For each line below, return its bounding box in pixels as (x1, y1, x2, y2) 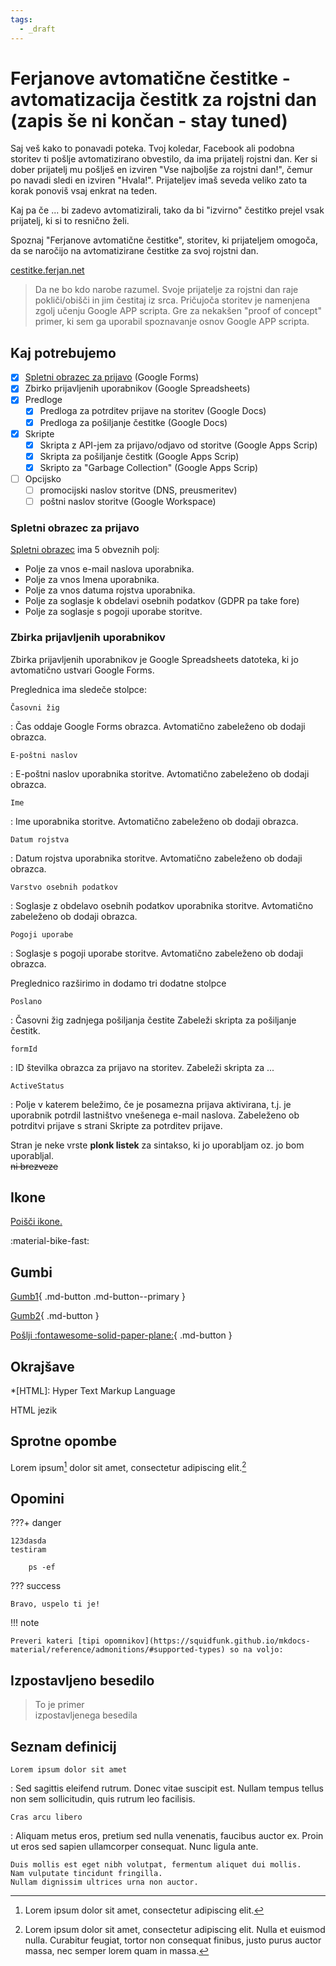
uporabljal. (10, 1149, 55, 1161)
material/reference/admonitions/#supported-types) (10, 1645, 226, 1655)
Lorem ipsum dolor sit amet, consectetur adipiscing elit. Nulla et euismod (24, 1923, 326, 1935)
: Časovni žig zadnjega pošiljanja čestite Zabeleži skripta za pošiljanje (10, 1014, 297, 1026)
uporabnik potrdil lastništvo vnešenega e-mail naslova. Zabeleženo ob (10, 1109, 300, 1121)
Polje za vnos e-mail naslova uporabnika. (24, 563, 195, 575)
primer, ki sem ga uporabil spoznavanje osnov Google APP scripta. (34, 316, 310, 328)
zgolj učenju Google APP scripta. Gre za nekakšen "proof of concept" (34, 305, 322, 317)
